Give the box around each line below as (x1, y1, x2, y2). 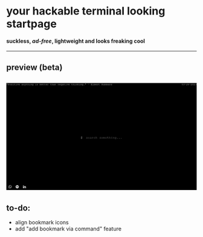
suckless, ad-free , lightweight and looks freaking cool (6, 37, 145, 45)
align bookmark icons (14, 218, 69, 226)
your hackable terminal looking (6, 4, 166, 18)
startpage (6, 17, 57, 31)
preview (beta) (6, 62, 63, 72)
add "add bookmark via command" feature (14, 225, 122, 232)
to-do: (6, 203, 31, 213)
